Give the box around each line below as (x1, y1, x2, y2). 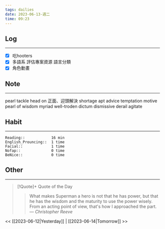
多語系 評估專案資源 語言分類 (12, 59, 71, 65)
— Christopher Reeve (29, 208, 73, 214)
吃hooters (12, 53, 33, 59)
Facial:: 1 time (5, 144, 65, 149)
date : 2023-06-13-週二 (5, 12, 50, 17)
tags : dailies (5, 7, 34, 12)
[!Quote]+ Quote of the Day (17, 183, 73, 189)
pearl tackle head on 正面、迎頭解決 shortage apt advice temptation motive (5, 98, 158, 104)
